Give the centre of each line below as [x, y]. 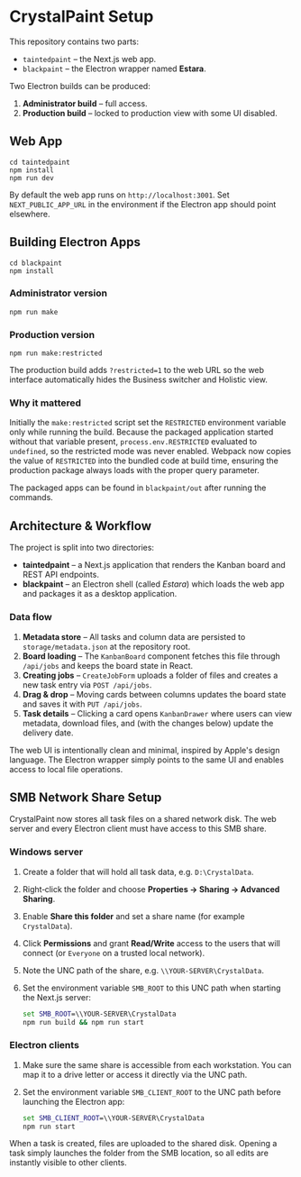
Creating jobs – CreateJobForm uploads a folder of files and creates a [150, 675]
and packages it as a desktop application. [100, 594]
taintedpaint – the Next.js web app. [89, 59]
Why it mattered [46, 403]
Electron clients [44, 1045]
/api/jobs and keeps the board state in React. [108, 665]
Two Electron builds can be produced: [80, 86]
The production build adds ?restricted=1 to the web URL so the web [137, 370]
